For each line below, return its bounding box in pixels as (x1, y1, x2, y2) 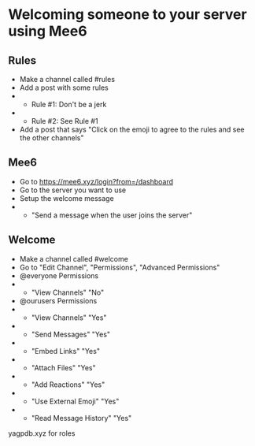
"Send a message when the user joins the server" (31, 210, 193, 220)
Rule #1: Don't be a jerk (31, 100, 107, 109)
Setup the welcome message (19, 193, 114, 203)
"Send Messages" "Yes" (31, 329, 111, 339)
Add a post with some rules (19, 83, 109, 92)
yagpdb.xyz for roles (8, 428, 76, 438)
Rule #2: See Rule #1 (31, 117, 98, 125)
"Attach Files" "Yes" (31, 362, 96, 372)
